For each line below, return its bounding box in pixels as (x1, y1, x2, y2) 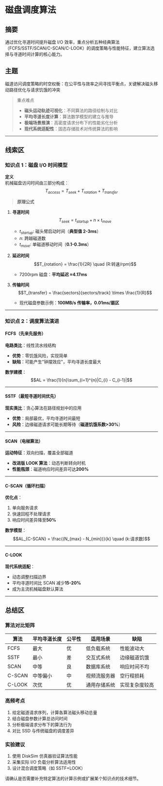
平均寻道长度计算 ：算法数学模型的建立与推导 (24, 113, 114, 119)
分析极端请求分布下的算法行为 (12, 721, 72, 728)
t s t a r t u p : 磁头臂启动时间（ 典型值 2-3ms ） (19, 228, 101, 235)
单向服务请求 (12, 505, 38, 511)
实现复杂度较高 (119, 682, 154, 689)
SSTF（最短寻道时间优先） (5, 393, 59, 399)
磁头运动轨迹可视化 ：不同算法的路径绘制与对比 (24, 108, 118, 113)
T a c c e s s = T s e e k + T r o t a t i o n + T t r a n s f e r (45, 188, 118, 195)
